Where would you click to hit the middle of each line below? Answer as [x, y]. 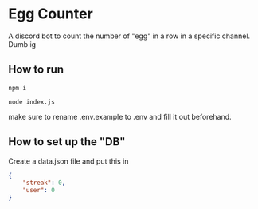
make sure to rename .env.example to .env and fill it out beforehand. [120, 116]
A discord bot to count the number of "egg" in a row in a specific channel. [129, 36]
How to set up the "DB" [67, 142]
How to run [36, 70]
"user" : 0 [39, 191]
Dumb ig [22, 44]
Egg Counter [51, 14]
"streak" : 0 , [44, 183]
